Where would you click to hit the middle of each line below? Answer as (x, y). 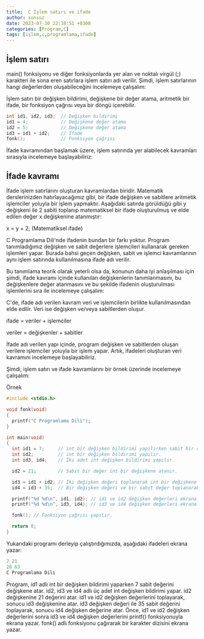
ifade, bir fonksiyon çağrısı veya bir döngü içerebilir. (71, 105)
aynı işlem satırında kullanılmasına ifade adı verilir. (69, 260)
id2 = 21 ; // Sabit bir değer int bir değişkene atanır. (95, 471)
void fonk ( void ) (27, 410)
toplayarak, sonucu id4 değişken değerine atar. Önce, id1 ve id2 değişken (98, 610)
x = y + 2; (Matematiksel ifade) (45, 228)
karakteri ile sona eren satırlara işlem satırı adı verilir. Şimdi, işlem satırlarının (101, 80)
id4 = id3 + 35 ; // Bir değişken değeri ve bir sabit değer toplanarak (106, 487)
